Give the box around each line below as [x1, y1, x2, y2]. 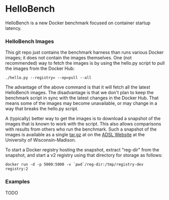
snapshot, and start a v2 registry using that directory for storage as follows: [5, 152, 163, 158]
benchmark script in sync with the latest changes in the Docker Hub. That [5, 95, 159, 101]
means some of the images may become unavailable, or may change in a [5, 100, 157, 106]
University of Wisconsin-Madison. [5, 137, 76, 143]
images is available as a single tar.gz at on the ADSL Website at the [5, 132, 145, 138]
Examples [5, 178, 30, 185]
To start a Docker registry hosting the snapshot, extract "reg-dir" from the [5, 147, 159, 153]
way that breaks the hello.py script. [5, 106, 79, 112]
